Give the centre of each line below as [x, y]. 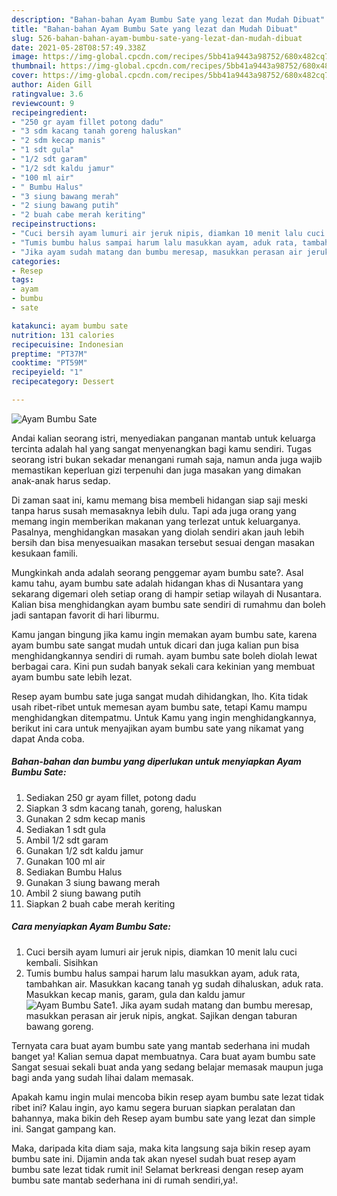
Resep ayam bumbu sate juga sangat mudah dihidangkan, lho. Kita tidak [160, 696]
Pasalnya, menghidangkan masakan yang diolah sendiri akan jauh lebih [158, 532]
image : [25, 57]
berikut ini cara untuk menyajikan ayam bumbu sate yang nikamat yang [157, 728]
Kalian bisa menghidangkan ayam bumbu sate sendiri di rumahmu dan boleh [168, 604]
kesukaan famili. [45, 553]
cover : [25, 76]
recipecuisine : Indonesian [67, 344]
